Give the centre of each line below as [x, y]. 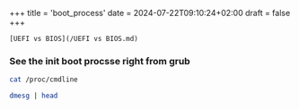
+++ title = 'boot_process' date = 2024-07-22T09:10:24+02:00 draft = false [150, 13]
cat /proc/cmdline [44, 80]
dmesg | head [34, 96]
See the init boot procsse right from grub [100, 61]
